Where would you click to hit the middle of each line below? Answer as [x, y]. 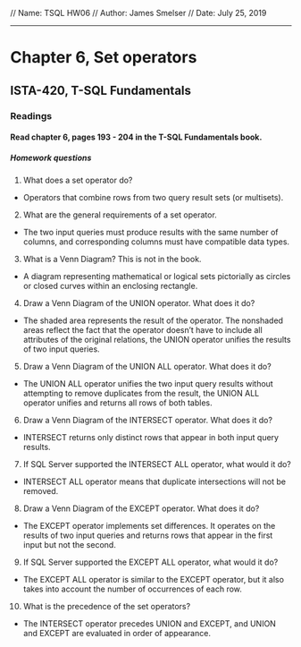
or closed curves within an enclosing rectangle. [110, 286]
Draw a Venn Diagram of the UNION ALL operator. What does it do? [147, 367]
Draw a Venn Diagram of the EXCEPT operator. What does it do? [141, 508]
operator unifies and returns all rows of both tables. [117, 403]
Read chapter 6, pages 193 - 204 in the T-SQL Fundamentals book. [136, 137]
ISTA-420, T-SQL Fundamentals [100, 90]
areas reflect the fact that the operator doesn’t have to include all [142, 330]
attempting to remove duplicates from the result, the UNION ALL [141, 394]
